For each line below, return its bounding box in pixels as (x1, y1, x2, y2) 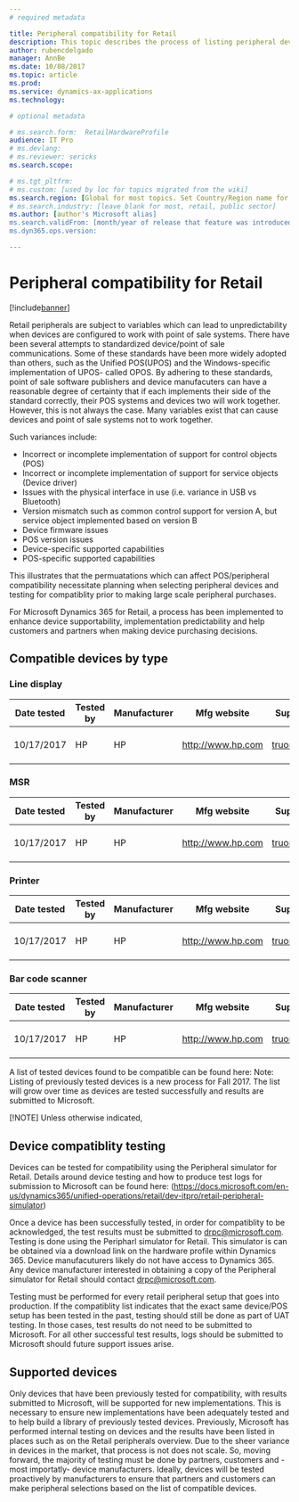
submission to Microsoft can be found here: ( (9, 1181, 174, 1192)
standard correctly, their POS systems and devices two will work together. (9, 395, 281, 406)
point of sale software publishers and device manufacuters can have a (9, 376, 267, 387)
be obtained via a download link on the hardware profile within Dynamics (9, 1245, 277, 1257)
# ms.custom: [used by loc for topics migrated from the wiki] (9, 185, 249, 194)
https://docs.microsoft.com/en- (173, 1181, 289, 1192)
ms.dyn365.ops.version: (9, 226, 98, 236)
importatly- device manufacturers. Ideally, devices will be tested (29, 1464, 265, 1475)
